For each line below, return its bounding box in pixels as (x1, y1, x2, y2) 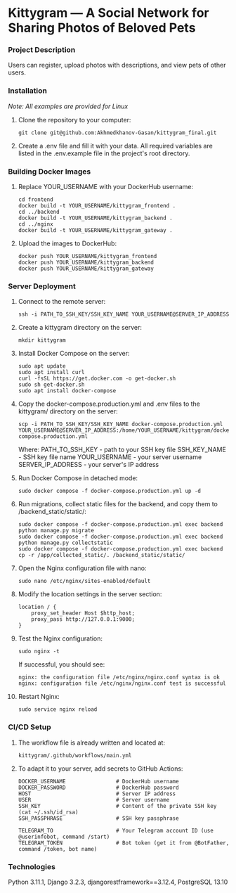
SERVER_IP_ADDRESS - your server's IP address (18, 461, 159, 469)
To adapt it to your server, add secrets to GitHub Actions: (18, 764, 183, 773)
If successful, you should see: (18, 660, 105, 669)
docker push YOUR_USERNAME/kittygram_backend (18, 259, 154, 266)
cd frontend (18, 196, 53, 203)
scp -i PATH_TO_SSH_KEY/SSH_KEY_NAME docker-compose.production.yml (18, 420, 223, 428)
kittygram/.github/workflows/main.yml (18, 752, 132, 759)
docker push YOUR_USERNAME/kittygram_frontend (18, 253, 157, 260)
